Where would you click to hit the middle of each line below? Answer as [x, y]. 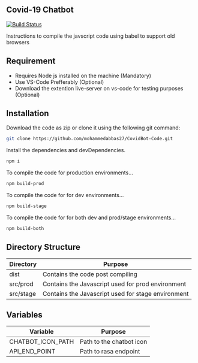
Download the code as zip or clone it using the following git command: [93, 128]
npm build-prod [25, 184]
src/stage [22, 294]
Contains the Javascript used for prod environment [114, 284]
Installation [28, 114]
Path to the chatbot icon [114, 342]
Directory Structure [43, 247]
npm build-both [25, 228]
